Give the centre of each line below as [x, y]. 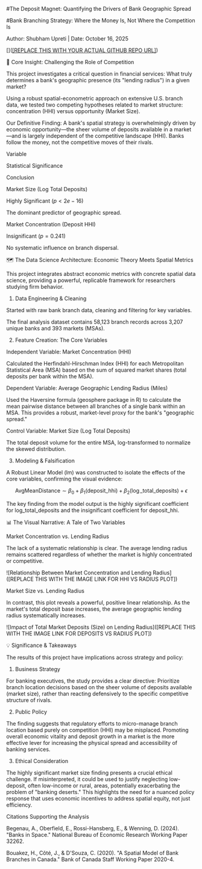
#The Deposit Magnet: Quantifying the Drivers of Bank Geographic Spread [99, 9]
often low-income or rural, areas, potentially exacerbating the [104, 785]
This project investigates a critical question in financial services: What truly [99, 74]
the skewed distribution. [36, 449]
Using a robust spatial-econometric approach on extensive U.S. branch [95, 98]
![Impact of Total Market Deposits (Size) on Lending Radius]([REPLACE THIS [101, 627]
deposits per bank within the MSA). [50, 376]
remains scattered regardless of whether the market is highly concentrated [99, 554]
